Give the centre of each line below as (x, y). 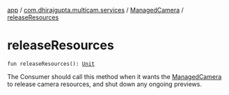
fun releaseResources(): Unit (51, 64)
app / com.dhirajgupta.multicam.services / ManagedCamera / (96, 10)
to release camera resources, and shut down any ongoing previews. (104, 84)
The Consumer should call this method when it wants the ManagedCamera (114, 76)
